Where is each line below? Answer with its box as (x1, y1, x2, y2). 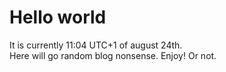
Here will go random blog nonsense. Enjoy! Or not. (9, 49, 217, 61)
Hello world (9, 6, 107, 29)
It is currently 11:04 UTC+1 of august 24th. (9, 39, 183, 51)
